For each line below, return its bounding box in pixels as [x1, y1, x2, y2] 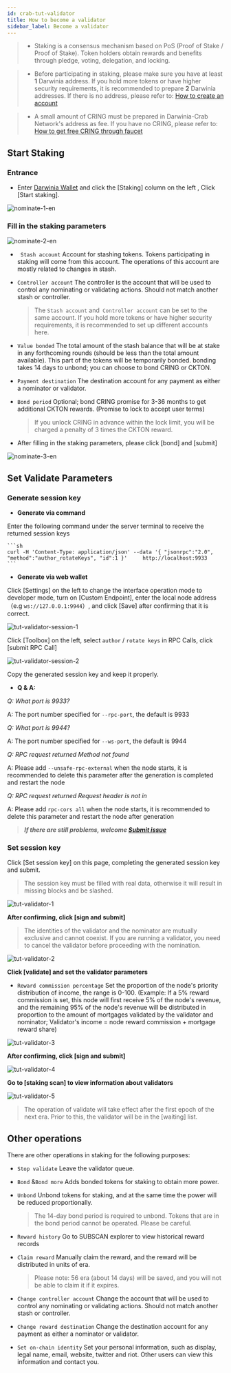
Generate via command [16, 509, 86, 517]
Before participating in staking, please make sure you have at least [34, 70, 223, 78]
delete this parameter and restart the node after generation [7, 813, 174, 821]
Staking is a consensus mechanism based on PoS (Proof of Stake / [34, 42, 223, 50]
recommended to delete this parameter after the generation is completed [7, 771, 214, 780]
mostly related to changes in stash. [16, 265, 117, 273]
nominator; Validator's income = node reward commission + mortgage [16, 1018, 217, 1026]
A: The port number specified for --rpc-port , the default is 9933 [7, 711, 190, 719]
